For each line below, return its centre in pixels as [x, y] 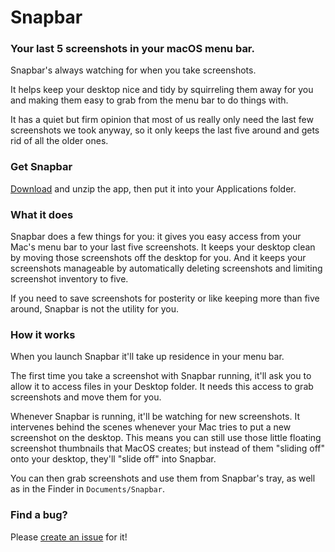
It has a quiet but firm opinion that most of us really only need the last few [162, 120]
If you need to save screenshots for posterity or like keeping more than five [165, 298]
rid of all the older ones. [59, 141]
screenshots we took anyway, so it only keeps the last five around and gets [165, 130]
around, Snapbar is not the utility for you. [95, 309]
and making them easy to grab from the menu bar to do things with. [149, 100]
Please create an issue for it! [69, 537]
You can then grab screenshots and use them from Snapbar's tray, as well [163, 478]
